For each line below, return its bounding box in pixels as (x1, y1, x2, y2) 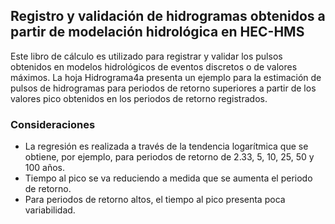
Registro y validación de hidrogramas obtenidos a (10, 8, 326, 25)
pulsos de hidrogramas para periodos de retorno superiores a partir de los (10, 82, 317, 94)
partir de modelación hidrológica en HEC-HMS (10, 24, 305, 41)
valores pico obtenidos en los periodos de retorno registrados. (10, 92, 268, 104)
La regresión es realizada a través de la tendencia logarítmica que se (24, 140, 309, 153)
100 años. (24, 162, 66, 174)
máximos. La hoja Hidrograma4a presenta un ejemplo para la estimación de (10, 71, 322, 83)
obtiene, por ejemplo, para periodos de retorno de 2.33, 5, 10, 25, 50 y (24, 151, 315, 163)
